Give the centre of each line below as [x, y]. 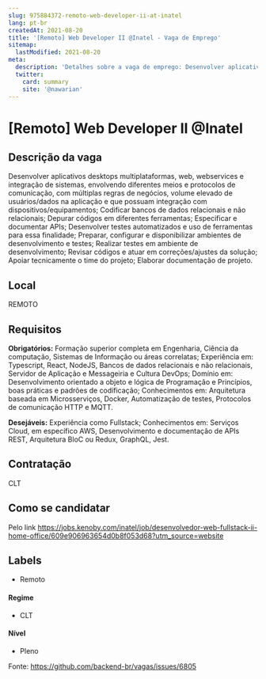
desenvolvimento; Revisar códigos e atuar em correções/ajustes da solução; [133, 252]
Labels [25, 561]
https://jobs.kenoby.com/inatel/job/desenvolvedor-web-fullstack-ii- [148, 527]
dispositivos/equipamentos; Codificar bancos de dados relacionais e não [127, 210]
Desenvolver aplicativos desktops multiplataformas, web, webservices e [126, 176]
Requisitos [35, 329]
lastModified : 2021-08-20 [58, 52]
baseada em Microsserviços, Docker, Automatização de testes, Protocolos [130, 399]
